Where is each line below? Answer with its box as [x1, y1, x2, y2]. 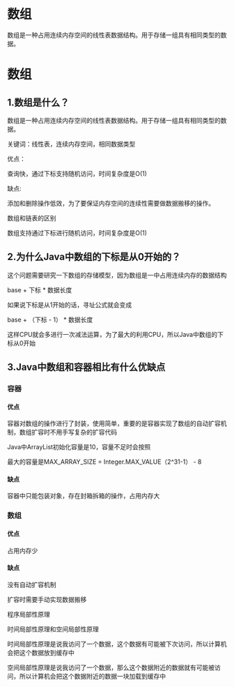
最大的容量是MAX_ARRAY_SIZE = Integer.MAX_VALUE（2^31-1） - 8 [7, 458, 202, 466]
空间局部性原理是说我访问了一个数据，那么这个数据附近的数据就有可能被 [7, 663, 214, 672]
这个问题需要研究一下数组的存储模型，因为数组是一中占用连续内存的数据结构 [7, 271, 227, 279]
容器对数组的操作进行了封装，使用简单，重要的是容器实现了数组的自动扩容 [7, 419, 221, 428]
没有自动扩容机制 [7, 580, 56, 589]
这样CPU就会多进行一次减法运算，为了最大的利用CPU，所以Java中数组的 [7, 330, 218, 338]
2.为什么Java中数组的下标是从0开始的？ [7, 251, 181, 263]
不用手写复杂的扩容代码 [49, 428, 117, 437]
